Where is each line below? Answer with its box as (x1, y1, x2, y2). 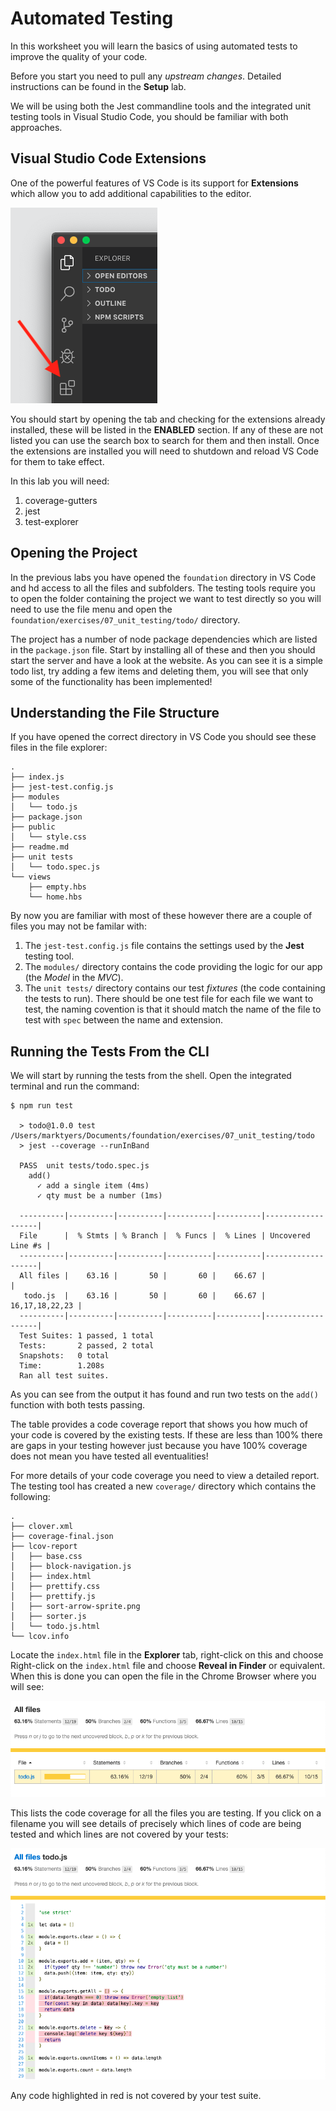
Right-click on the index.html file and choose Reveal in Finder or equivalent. (10, 1660, 326, 1672)
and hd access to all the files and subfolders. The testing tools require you (10, 582, 316, 594)
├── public (10, 822, 56, 832)
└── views (10, 872, 52, 882)
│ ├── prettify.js (10, 1592, 97, 1602)
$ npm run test (10, 1101, 74, 1111)
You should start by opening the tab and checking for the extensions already (10, 413, 326, 425)
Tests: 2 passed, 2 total (19, 1341, 155, 1351)
